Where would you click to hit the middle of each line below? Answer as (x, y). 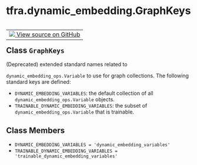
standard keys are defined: (39, 82)
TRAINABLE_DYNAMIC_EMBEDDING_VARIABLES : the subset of (81, 106)
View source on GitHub (49, 35)
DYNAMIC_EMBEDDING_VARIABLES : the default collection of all (84, 93)
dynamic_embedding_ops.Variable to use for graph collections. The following (98, 76)
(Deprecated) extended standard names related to (67, 64)
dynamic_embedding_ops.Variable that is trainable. (74, 112)
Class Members (36, 130)
